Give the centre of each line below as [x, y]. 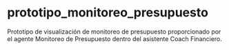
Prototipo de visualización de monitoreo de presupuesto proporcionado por [114, 32]
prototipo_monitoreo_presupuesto [108, 13]
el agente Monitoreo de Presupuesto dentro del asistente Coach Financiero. [115, 38]
